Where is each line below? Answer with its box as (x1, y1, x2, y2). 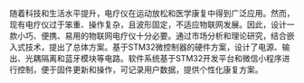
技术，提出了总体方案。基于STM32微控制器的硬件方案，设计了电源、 (24, 41, 282, 52)
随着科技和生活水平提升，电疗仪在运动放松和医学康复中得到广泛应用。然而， (9, 8, 295, 18)
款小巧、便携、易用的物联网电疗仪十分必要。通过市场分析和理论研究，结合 (9, 31, 287, 41)
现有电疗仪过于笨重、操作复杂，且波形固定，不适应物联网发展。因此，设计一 (9, 19, 295, 30)
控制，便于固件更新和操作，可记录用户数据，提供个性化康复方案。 (16, 64, 263, 75)
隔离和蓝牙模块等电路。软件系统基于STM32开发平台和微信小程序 (40, 53, 282, 63)
